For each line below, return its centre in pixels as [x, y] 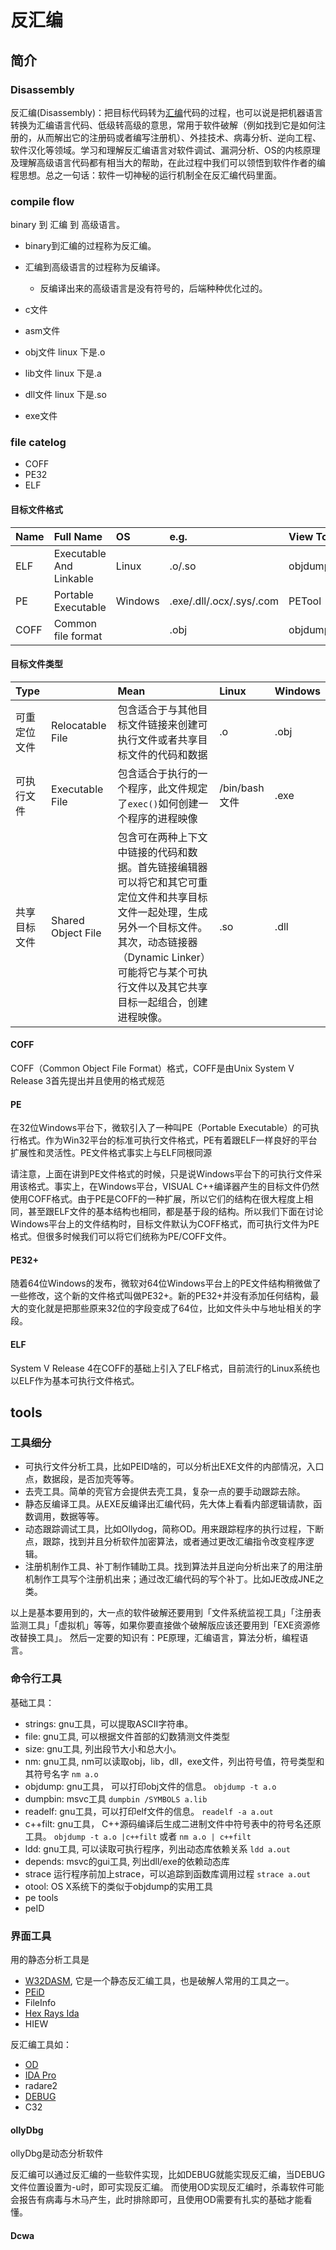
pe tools [41, 1897]
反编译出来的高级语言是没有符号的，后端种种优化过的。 [153, 288]
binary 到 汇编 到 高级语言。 [68, 225]
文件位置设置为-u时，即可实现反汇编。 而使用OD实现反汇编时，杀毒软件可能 [167, 2187]
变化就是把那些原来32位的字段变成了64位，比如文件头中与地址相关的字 [174, 1308]
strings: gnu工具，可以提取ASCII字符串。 [109, 1723]
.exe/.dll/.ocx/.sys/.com [224, 601]
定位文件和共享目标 [162, 897]
